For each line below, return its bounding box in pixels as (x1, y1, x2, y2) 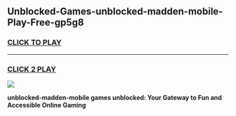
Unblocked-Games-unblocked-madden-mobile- (7, 6, 223, 18)
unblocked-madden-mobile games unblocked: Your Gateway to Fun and (7, 93, 223, 101)
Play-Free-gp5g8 (7, 17, 84, 29)
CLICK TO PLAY (7, 38, 62, 48)
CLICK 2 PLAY (7, 64, 56, 74)
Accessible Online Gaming (7, 101, 86, 109)
